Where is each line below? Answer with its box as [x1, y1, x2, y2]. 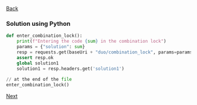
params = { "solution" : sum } [16, 44, 85, 50]
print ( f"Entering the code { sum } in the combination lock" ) [16, 38, 167, 45]
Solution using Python [6, 19, 71, 28]
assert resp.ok [16, 55, 54, 60]
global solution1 [16, 60, 59, 66]
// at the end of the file [6, 76, 72, 83]
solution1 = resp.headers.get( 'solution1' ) [16, 66, 125, 72]
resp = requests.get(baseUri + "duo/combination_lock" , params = [16, 49, 177, 55]
